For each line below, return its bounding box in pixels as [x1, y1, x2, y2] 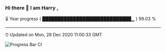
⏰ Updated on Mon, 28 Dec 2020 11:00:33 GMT [5, 32, 102, 38]
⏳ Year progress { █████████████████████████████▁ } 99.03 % [5, 16, 157, 22]
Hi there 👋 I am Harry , [5, 4, 59, 11]
